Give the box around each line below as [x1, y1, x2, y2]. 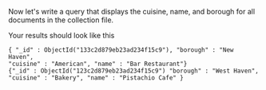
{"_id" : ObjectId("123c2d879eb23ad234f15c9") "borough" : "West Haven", [8, 67, 260, 75]
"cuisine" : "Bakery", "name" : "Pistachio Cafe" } [8, 74, 184, 82]
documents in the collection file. [8, 15, 114, 25]
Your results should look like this [8, 31, 115, 40]
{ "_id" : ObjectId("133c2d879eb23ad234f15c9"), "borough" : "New [8, 46, 234, 54]
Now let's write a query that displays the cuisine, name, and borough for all [8, 7, 256, 16]
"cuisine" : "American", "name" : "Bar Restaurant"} [8, 60, 188, 68]
